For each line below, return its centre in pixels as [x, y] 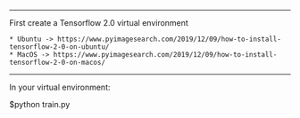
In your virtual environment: [60, 87]
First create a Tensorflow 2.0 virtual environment [99, 23]
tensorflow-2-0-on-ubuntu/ [59, 47]
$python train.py [40, 104]
